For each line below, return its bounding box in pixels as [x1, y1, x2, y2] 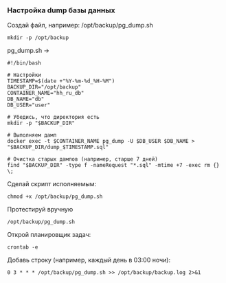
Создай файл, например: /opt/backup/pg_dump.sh [7, 21, 153, 30]
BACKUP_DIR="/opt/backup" [7, 84, 81, 91]
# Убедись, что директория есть [7, 114, 100, 121]
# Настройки [7, 71, 41, 79]
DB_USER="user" [7, 102, 51, 109]
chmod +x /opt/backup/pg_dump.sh [7, 193, 103, 201]
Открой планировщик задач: [7, 231, 91, 239]
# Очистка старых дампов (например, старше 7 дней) [7, 156, 158, 163]
